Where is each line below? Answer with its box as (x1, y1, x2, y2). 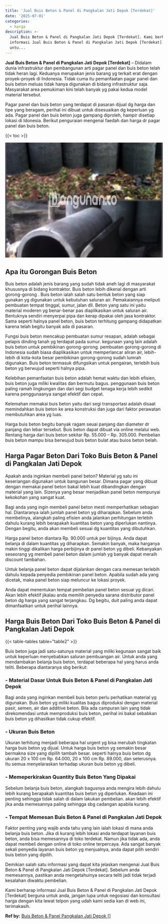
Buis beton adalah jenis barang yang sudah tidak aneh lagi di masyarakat (5, 281, 155, 287)
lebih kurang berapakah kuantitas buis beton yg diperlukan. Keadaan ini (5, 790, 153, 796)
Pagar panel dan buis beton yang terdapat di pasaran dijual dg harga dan (5, 101, 155, 108)
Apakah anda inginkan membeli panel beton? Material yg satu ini (5, 473, 138, 479)
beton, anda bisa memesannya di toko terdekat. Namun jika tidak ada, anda (5, 836, 160, 842)
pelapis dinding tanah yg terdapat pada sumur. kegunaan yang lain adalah (5, 339, 157, 345)
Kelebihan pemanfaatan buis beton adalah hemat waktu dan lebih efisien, (5, 375, 156, 381)
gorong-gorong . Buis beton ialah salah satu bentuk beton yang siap (5, 291, 145, 297)
